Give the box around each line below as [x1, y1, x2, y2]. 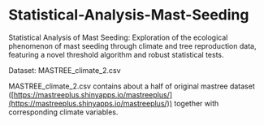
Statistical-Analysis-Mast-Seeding [8, 6, 249, 24]
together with [174, 98, 219, 108]
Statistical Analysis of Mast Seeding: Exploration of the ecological [8, 32, 228, 42]
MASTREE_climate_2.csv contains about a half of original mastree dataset [8, 81, 255, 91]
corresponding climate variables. [8, 107, 119, 117]
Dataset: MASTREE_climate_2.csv [8, 65, 121, 75]
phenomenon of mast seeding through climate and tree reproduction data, [8, 41, 257, 50]
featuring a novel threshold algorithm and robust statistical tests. [8, 50, 225, 59]
